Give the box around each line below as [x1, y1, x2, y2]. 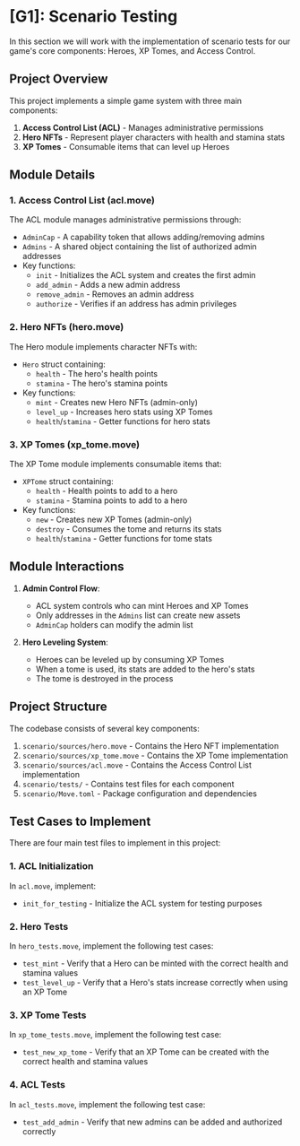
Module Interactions [9, 559, 124, 575]
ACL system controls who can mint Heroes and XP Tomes [35, 600, 249, 611]
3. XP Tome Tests [9, 1009, 87, 1021]
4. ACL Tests [9, 1079, 65, 1091]
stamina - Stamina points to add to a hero [35, 495, 188, 506]
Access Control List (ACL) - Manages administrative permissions [21, 122, 264, 133]
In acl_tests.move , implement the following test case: [9, 1098, 206, 1109]
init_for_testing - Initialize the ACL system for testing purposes [21, 898, 262, 908]
